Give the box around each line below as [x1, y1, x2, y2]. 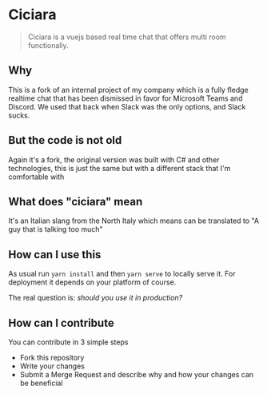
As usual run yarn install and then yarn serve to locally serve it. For [8, 269, 236, 279]
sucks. [8, 110, 30, 120]
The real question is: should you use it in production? [8, 293, 183, 303]
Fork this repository [19, 353, 85, 362]
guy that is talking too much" [8, 225, 103, 234]
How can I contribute [8, 316, 114, 329]
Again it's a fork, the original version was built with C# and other [8, 154, 220, 165]
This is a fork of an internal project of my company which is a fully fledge [8, 85, 249, 94]
